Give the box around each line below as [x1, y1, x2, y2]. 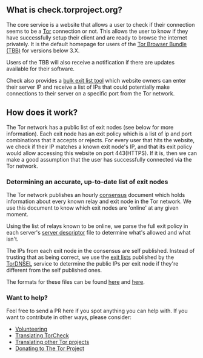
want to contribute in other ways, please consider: [6, 314, 131, 321]
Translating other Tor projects [15, 339, 90, 346]
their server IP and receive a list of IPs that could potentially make [6, 83, 170, 91]
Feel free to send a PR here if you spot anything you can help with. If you [6, 307, 188, 315]
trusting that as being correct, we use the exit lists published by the [6, 253, 175, 261]
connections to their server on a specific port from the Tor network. [6, 89, 175, 97]
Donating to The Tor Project [15, 345, 85, 352]
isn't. [6, 235, 19, 243]
